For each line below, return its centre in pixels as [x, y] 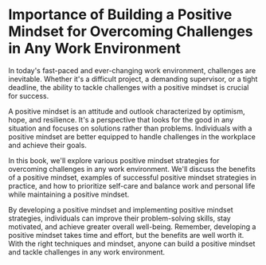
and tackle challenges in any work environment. [87, 251]
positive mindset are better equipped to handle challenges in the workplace [132, 136]
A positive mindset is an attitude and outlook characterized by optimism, [127, 111]
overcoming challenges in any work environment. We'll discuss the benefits [132, 169]
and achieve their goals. [48, 145]
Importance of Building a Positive [120, 15]
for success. [29, 95]
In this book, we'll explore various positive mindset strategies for [114, 160]
